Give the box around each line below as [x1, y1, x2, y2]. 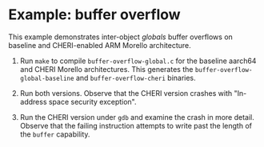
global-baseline [19, 74, 74, 82]
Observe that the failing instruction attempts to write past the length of [19, 121, 252, 130]
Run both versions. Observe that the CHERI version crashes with [19, 88, 233, 97]
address [19, 97, 47, 106]
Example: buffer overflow [8, 6, 182, 24]
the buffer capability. [19, 129, 90, 139]
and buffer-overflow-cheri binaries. [75, 73, 196, 82]
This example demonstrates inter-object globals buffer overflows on [8, 32, 234, 42]
